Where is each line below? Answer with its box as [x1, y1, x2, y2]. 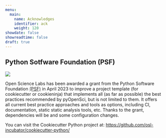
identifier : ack [14, 21, 48, 26]
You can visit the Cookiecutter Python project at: [5, 122, 105, 128]
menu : [5, 7, 16, 12]
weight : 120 [14, 26, 39, 31]
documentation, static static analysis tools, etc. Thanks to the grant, [5, 107, 145, 113]
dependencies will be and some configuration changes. [5, 112, 120, 118]
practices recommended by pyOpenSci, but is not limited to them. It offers [5, 96, 158, 102]
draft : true [5, 40, 30, 45]
